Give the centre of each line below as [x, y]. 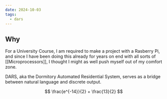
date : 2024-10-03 [23, 10]
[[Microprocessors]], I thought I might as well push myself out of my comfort [84, 62]
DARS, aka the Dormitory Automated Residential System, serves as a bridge [83, 77]
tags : [11, 14]
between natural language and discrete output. [53, 82]
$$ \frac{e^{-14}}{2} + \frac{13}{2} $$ [84, 92]
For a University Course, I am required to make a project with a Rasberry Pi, [83, 51]
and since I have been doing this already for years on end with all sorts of [81, 56]
